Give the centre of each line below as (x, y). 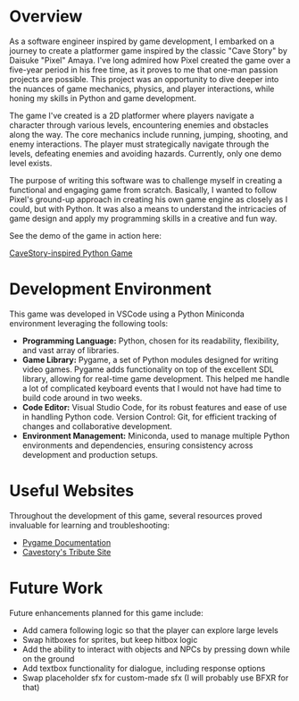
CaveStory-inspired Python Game (71, 253)
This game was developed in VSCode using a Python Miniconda (127, 314)
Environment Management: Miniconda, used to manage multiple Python (156, 435)
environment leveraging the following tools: (89, 323)
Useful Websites (72, 491)
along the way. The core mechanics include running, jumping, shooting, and (149, 134)
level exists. (31, 163)
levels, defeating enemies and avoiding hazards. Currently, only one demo (145, 153)
